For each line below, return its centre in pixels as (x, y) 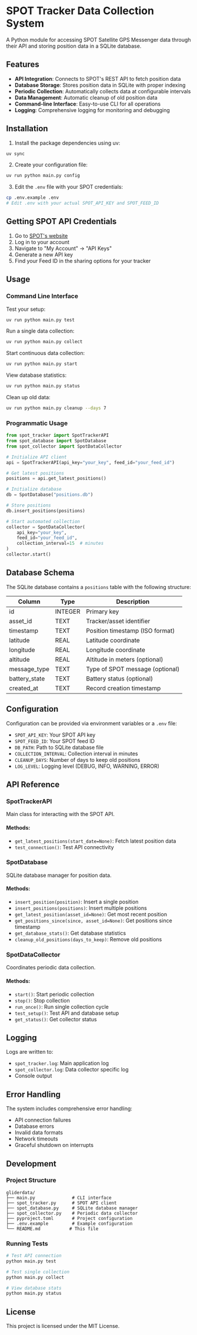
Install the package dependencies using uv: (67, 143)
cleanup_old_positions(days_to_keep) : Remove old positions (88, 939)
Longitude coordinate (116, 650)
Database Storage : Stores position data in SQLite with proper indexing (100, 85)
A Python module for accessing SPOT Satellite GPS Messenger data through (98, 40)
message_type (29, 669)
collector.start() (29, 555)
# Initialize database (34, 489)
